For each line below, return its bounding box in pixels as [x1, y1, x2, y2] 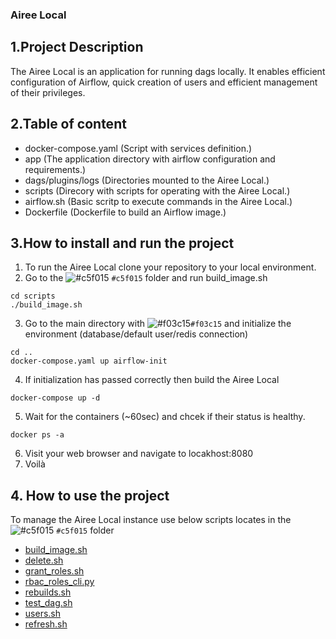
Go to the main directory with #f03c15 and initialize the [24, 318, 292, 330]
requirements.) [24, 163, 87, 175]
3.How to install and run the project [10, 234, 235, 252]
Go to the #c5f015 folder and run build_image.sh [24, 272, 268, 284]
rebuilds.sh [24, 586, 72, 598]
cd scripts [10, 291, 56, 302]
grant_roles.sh [24, 565, 85, 577]
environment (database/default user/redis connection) [24, 328, 249, 340]
